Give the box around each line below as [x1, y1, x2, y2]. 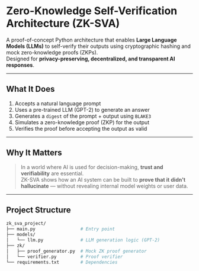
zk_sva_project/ [6, 221, 46, 227]
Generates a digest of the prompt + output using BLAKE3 [14, 112, 152, 120]
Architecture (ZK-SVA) [6, 17, 120, 30]
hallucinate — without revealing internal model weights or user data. [20, 182, 188, 189]
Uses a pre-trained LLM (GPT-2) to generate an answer [14, 106, 150, 113]
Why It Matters [6, 148, 62, 158]
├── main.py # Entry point [6, 226, 115, 232]
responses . [6, 61, 34, 69]
